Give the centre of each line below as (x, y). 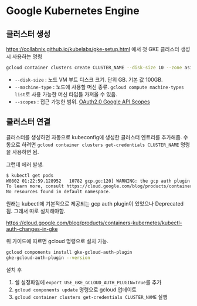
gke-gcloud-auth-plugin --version (48, 258)
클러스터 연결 (28, 122)
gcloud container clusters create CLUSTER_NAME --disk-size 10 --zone (94, 68)
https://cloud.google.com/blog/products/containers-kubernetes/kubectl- (94, 223)
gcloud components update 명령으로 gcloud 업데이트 (75, 290)
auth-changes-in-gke (32, 229)
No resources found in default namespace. (59, 192)
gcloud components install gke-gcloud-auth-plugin (69, 253)
